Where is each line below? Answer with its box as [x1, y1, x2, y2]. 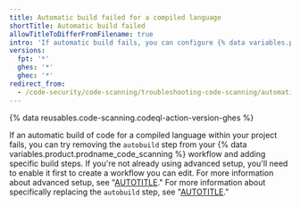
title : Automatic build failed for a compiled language [9, 12, 221, 22]
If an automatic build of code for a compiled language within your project [9, 129, 278, 140]
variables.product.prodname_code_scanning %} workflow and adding [9, 148, 266, 159]
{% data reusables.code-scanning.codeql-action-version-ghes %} [9, 112, 254, 123]
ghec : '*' [17, 71, 54, 80]
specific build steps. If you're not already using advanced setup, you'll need [9, 158, 288, 169]
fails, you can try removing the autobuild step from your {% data [9, 139, 247, 150]
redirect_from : [9, 79, 66, 88]
